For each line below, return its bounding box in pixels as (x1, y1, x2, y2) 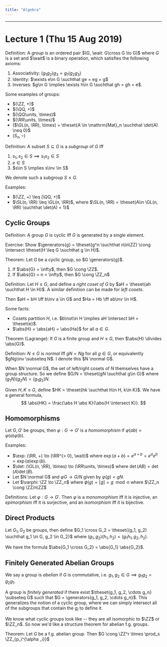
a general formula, (5, 392, 43, 398)
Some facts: (5, 305, 30, 311)
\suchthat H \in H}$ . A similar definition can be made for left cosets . (5, 286, 144, 292)
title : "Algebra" (5, 7, 41, 12)
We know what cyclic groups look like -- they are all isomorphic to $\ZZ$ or (5, 616, 160, 622)
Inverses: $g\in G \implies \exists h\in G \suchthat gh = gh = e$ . (12, 82, 143, 88)
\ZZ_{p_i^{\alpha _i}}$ (5, 636, 50, 642)
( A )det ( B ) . (12, 468, 34, 475)
